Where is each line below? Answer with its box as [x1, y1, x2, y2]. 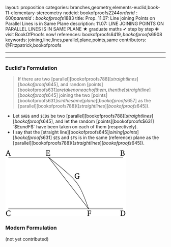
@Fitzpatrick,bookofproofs [5, 42, 62, 48]
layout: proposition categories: [5, 5, 70, 10]
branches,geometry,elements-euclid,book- [70, 5, 160, 10]
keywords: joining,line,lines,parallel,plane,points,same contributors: [5, 37, 147, 43]
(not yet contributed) [5, 236, 49, 242]
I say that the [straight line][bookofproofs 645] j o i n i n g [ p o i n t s [12, 129, 137, 135]
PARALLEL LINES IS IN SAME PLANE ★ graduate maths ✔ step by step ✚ [5, 26, 159, 32]
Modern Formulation [5, 224, 57, 231]
